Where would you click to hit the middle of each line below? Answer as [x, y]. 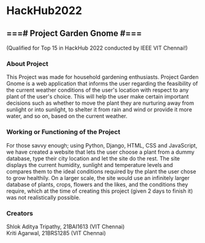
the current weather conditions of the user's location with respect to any [98, 90]
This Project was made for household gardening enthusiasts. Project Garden [102, 77]
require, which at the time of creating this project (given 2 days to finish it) [100, 191]
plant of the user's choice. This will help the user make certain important [98, 97]
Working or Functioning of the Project [63, 132]
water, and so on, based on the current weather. [67, 116]
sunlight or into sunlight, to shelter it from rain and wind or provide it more [99, 110]
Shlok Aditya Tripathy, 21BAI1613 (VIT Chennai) [65, 226]
